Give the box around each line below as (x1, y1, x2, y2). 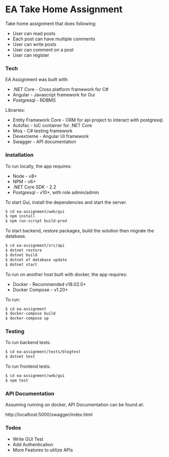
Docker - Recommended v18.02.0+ (12, 281, 87, 287)
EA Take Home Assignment (5, 4, 123, 15)
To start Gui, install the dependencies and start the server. (5, 199, 127, 205)
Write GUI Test (12, 436, 44, 442)
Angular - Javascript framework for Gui (12, 92, 95, 98)
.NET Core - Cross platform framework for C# (12, 86, 108, 92)
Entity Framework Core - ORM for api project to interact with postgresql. (12, 117, 164, 123)
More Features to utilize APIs (12, 447, 73, 453)
